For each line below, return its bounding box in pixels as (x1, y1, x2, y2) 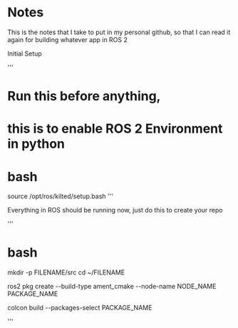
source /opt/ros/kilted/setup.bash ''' (7, 192, 114, 200)
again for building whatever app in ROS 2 (7, 35, 128, 43)
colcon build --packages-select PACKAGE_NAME (7, 304, 152, 312)
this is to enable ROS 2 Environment (7, 121, 223, 137)
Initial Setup (7, 49, 43, 58)
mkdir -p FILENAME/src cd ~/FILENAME (7, 268, 125, 277)
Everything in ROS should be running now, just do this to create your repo (7, 206, 223, 215)
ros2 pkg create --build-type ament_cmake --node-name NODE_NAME (7, 282, 217, 291)
